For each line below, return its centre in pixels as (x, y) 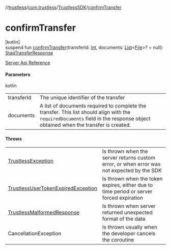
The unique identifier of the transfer (82, 98)
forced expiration (123, 198)
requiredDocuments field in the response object (95, 119)
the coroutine (118, 240)
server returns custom (129, 158)
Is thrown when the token (132, 179)
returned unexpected (127, 212)
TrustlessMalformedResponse (44, 212)
